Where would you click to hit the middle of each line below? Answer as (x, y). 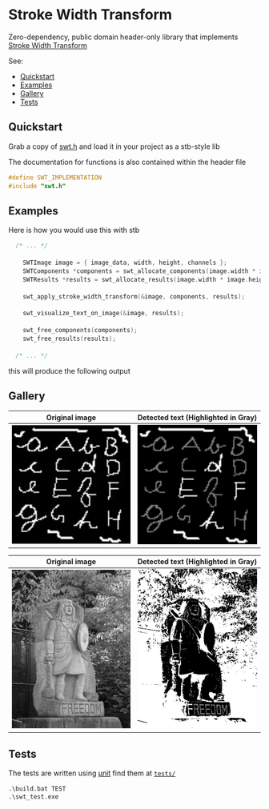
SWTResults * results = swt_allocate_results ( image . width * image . (136, 279)
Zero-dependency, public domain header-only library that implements (123, 37)
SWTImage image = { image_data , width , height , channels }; (125, 263)
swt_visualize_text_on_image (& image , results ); (103, 314)
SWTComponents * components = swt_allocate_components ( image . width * (139, 271)
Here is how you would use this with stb (74, 230)
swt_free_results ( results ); (69, 338)
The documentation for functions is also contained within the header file (127, 162)
